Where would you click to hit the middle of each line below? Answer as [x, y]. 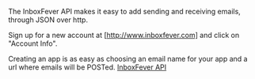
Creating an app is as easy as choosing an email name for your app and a [128, 59]
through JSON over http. [48, 20]
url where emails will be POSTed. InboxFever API [88, 67]
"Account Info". [33, 43]
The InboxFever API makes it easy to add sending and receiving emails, [125, 11]
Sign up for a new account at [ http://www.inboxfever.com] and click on [124, 35]
